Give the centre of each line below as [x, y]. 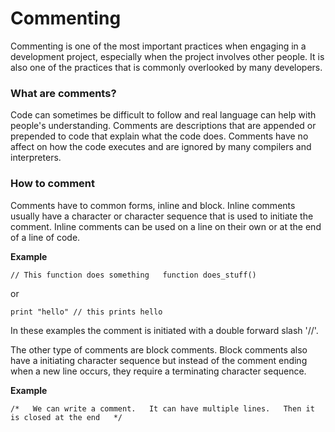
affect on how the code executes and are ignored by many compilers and [161, 147]
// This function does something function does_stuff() [133, 275]
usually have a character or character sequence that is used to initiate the [162, 216]
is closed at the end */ [66, 417]
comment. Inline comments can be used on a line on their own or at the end [166, 226]
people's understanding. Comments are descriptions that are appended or [163, 126]
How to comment [52, 184]
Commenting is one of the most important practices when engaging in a [158, 46]
